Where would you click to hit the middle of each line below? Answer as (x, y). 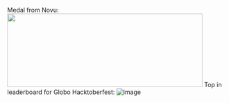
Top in (213, 85)
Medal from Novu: (33, 10)
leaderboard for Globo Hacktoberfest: (61, 92)
